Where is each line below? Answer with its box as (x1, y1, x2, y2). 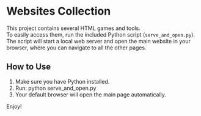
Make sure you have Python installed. (15, 78, 110, 85)
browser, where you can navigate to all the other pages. (6, 44, 147, 51)
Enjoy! (6, 103, 23, 110)
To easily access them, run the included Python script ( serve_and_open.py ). (6, 31, 196, 38)
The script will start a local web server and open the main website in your (6, 37, 191, 45)
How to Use (6, 62, 51, 72)
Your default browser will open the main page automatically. (15, 90, 167, 98)
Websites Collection (6, 4, 111, 18)
